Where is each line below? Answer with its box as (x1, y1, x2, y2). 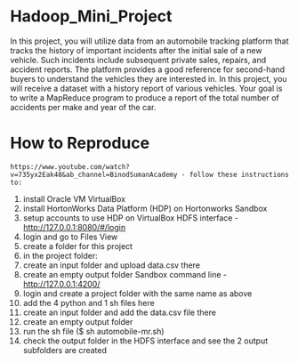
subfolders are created (22, 344, 108, 355)
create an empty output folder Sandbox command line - (22, 269, 228, 279)
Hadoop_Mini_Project (10, 6, 173, 27)
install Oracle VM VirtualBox (22, 193, 126, 204)
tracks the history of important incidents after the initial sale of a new (10, 44, 262, 55)
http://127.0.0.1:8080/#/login (22, 222, 126, 232)
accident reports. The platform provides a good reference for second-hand (10, 64, 286, 75)
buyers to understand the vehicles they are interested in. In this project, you (10, 73, 287, 84)
